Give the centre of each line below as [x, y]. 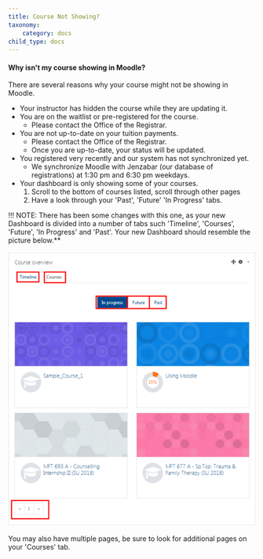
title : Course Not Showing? [54, 16]
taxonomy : [24, 25]
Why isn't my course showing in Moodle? [77, 68]
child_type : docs [37, 42]
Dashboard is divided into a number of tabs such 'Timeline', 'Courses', [122, 224]
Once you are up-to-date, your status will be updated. [118, 150]
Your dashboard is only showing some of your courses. [109, 184]
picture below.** [35, 240]
